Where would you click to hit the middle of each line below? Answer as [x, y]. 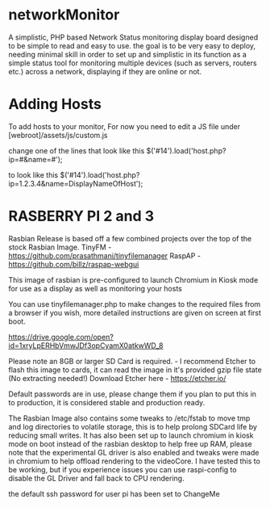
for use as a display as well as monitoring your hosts [96, 288]
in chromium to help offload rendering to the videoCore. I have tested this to [134, 461]
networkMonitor [64, 15]
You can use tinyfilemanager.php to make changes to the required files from [135, 304]
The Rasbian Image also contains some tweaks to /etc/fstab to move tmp [129, 418]
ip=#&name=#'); [35, 159]
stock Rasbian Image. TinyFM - [60, 247]
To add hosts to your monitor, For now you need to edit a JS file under [125, 126]
